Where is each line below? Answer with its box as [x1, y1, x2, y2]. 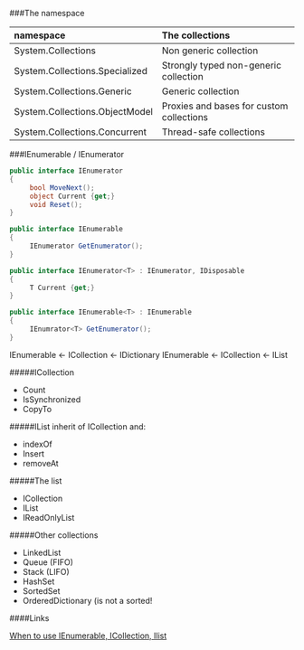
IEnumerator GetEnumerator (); [29, 241, 144, 250]
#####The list [9, 475, 62, 486]
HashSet [22, 576, 55, 587]
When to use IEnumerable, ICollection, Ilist [9, 630, 167, 641]
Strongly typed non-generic [161, 59, 282, 71]
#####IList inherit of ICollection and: [9, 420, 147, 432]
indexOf [22, 438, 52, 449]
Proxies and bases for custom [161, 99, 289, 112]
